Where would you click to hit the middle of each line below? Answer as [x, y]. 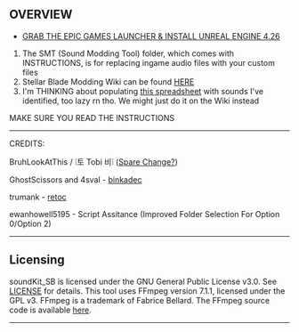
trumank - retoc [38, 197]
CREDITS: [27, 143]
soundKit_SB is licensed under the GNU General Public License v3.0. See [143, 281]
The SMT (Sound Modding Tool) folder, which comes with [128, 53]
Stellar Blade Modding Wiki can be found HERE [108, 81]
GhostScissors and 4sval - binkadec [76, 179]
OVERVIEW [41, 15]
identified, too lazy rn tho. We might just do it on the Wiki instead [141, 101]
